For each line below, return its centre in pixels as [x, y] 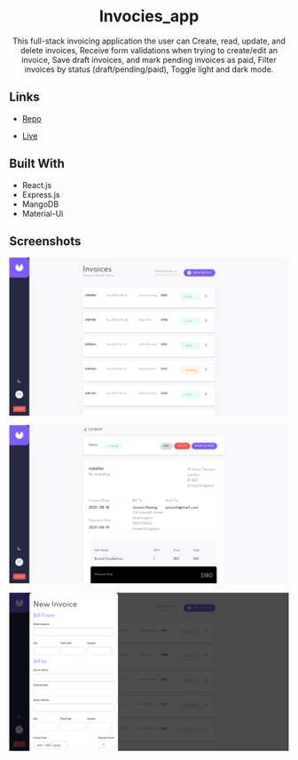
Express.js [41, 194]
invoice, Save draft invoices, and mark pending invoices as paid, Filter [149, 59]
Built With [37, 164]
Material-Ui [43, 213]
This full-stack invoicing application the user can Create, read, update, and [149, 41]
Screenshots [45, 241]
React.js [37, 185]
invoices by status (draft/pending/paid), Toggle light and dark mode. [149, 69]
